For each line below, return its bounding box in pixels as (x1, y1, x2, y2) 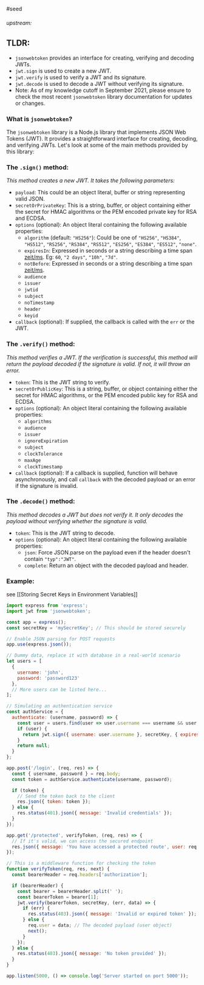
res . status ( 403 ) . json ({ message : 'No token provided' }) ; (17, 950, 167, 957)
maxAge (24, 457, 41, 464)
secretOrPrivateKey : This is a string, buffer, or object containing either (15, 202, 191, 209)
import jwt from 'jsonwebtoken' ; (6, 608, 91, 614)
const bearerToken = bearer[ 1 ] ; (17, 894, 99, 900)
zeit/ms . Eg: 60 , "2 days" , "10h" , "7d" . (24, 253, 118, 261)
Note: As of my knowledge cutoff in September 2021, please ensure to (15, 86, 191, 94)
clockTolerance (24, 451, 63, 457)
